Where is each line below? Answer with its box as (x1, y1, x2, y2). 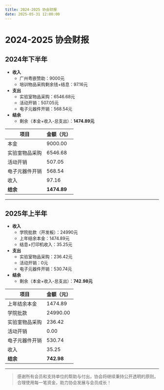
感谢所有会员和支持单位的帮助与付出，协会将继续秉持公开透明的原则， (17, 373, 159, 379)
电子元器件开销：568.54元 (19, 106, 73, 111)
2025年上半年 (5, 209, 47, 217)
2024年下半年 (5, 55, 48, 64)
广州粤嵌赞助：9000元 (19, 75, 65, 81)
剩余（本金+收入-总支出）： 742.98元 (19, 278, 93, 284)
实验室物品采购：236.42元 (19, 254, 73, 260)
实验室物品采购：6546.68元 (19, 93, 75, 99)
